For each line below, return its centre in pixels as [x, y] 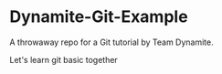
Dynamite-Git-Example [99, 17]
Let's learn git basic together [64, 59]
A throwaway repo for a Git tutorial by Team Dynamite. [111, 42]
